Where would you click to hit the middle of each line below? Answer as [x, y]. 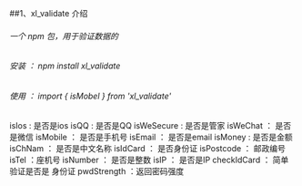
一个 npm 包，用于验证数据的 [64, 36]
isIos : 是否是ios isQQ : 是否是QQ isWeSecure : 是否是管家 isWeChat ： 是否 [151, 126]
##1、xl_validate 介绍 [49, 13]
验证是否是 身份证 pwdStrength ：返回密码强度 [97, 171]
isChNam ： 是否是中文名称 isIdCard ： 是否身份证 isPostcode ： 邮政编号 [148, 149]
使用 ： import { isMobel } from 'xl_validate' [91, 96]
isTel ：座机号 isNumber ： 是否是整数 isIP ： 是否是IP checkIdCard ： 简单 [149, 160]
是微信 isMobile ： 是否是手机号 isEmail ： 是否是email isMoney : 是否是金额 [151, 137]
